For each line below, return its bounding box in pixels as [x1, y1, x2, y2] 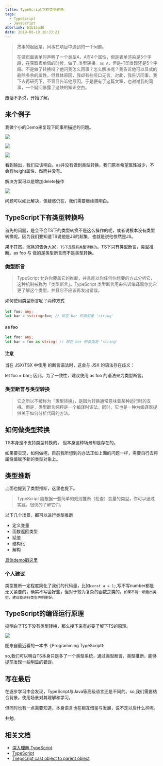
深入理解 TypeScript [12, 745, 52, 751]
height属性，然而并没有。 [13, 168, 65, 174]
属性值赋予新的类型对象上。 [5, 456, 61, 462]
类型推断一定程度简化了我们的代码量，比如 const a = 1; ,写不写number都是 [5, 583, 154, 588]
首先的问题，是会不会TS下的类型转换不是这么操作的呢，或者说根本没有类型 [5, 227, 155, 233]
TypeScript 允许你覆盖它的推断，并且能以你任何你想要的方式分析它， [16, 275, 155, 281]
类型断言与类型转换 [5, 386, 50, 393]
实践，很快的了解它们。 [16, 502, 64, 508]
